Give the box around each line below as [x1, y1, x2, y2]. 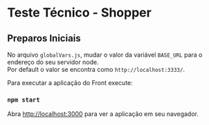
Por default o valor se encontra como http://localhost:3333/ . [7, 66, 185, 73]
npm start [7, 95, 40, 104]
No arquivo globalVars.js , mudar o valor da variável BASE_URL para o [7, 50, 203, 59]
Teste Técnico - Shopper [7, 5, 152, 21]
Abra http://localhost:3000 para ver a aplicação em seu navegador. [7, 110, 199, 118]
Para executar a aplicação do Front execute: [7, 79, 133, 87]
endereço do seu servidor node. [7, 58, 99, 66]
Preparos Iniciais [7, 32, 81, 44]
